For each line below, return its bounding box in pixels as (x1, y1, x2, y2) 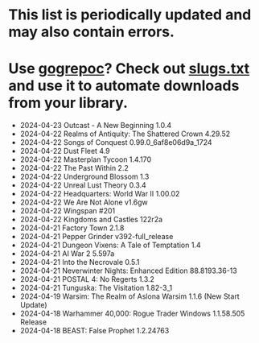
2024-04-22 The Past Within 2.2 (19, 163, 129, 173)
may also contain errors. (8, 23, 175, 41)
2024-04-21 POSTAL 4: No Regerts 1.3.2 (19, 275, 155, 284)
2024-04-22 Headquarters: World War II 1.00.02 (19, 189, 180, 199)
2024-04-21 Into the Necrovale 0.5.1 (19, 258, 140, 267)
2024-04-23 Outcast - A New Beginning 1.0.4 (19, 121, 172, 130)
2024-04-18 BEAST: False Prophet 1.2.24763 (19, 326, 170, 336)
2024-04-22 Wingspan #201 (19, 206, 115, 216)
